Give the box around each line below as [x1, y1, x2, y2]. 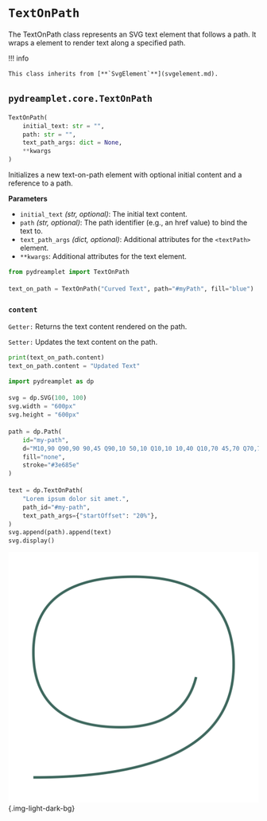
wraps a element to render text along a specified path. [8, 37, 186, 47]
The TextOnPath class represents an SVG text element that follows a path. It [8, 29, 257, 39]
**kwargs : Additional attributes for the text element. [19, 252, 187, 261]
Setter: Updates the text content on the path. [8, 337, 158, 346]
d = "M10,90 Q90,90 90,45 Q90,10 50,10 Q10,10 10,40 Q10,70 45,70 [22, 444, 240, 452]
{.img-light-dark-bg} [8, 803, 75, 813]
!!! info [8, 53, 29, 63]
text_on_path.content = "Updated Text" [8, 362, 141, 369]
